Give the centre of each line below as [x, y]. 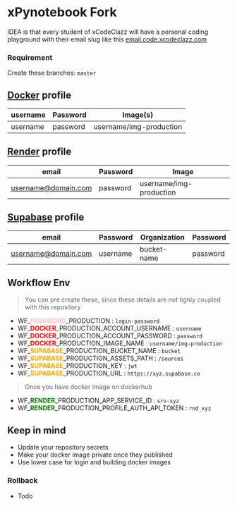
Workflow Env [39, 283]
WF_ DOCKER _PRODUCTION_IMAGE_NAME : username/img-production [120, 343]
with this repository [53, 307]
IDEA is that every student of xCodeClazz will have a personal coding [108, 32]
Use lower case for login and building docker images [94, 462]
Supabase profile [46, 217]
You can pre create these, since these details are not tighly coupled [122, 300]
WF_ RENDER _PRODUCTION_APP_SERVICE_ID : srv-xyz [98, 401]
